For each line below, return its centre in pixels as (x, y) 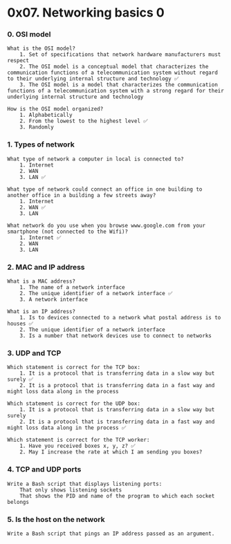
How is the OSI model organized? (55, 109)
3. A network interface (54, 300)
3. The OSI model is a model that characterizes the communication (119, 85)
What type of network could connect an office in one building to (105, 189)
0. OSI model (29, 35)
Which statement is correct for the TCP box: (74, 368)
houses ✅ (20, 324)
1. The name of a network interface (73, 288)
